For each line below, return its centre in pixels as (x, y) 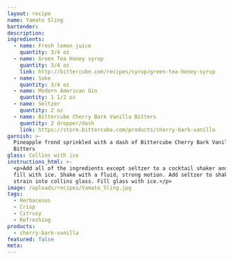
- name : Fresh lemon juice (52, 46)
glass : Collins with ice (43, 156)
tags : (15, 194)
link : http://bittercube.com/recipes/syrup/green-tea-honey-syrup (118, 71)
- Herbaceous (32, 201)
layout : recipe (29, 14)
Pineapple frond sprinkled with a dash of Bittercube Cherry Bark (111, 143)
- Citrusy (27, 214)
